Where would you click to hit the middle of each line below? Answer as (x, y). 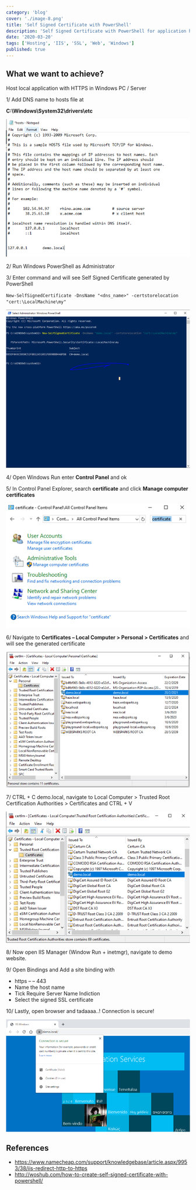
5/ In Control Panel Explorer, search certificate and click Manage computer (97, 488)
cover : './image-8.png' (35, 18)
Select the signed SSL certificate (54, 999)
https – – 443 (30, 981)
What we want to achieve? (55, 74)
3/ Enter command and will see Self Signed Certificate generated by (88, 278)
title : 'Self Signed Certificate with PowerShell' (69, 25)
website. (16, 958)
